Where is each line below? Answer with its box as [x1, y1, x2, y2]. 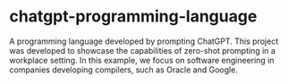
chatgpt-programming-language [9, 6, 258, 27]
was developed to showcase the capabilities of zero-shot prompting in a [9, 45, 275, 55]
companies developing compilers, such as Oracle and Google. [9, 64, 239, 75]
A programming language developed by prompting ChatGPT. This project [9, 36, 279, 46]
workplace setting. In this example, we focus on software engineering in [9, 55, 275, 65]
